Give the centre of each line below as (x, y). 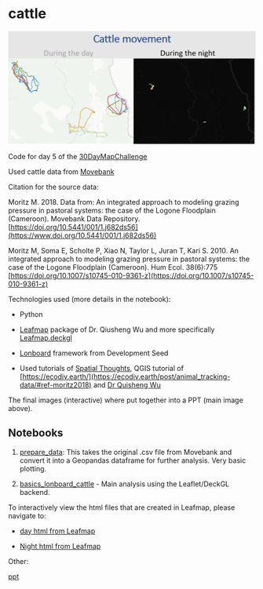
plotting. (33, 468)
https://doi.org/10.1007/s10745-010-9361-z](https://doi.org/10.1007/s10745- (132, 275)
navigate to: (27, 515)
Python (31, 314)
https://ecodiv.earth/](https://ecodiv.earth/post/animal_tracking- (126, 376)
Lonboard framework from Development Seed (94, 353)
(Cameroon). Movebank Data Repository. (74, 218)
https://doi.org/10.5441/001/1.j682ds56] (75, 227)
